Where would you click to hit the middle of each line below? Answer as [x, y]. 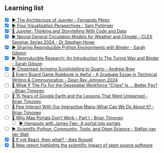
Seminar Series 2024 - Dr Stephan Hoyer [53, 42]
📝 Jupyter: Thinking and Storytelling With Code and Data [69, 31]
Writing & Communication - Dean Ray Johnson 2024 [65, 80]
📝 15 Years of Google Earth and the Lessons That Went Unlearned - [80, 96]
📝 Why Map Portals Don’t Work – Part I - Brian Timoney [67, 118]
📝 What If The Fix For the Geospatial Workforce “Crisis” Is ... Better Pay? [85, 85]
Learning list [24, 8]
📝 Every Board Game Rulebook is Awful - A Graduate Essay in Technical [84, 75]
